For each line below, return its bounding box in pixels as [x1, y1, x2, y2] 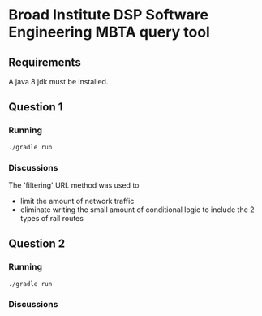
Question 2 [8, 237, 66, 251]
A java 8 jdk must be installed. [8, 77, 109, 86]
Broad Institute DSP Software [8, 6, 209, 24]
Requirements [8, 55, 81, 69]
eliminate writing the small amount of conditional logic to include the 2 [19, 205, 255, 214]
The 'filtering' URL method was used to [8, 180, 140, 190]
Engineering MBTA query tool [8, 23, 211, 41]
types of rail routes [19, 213, 84, 223]
